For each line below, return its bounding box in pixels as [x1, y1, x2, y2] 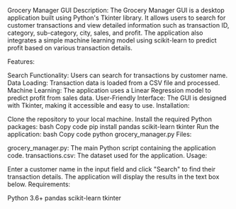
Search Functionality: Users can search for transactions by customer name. [7, 71, 228, 79]
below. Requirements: [7, 180, 71, 188]
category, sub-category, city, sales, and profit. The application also [7, 28, 203, 37]
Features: [7, 57, 35, 66]
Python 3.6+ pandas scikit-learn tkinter [7, 194, 122, 202]
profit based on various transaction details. [7, 44, 133, 52]
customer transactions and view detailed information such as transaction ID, [7, 21, 230, 29]
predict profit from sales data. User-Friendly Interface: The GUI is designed [7, 94, 227, 102]
